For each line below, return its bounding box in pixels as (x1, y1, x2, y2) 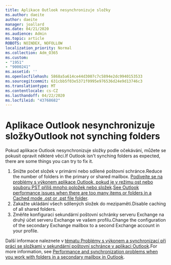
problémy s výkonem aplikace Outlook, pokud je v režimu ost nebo (12, 179, 153, 185)
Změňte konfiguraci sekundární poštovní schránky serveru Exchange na (12, 211, 164, 218)
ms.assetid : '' (5, 69, 38, 75)
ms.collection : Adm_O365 (5, 50, 58, 55)
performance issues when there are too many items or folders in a (12, 190, 152, 196)
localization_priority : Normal (5, 45, 72, 51)
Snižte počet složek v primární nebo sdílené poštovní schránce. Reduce (12, 168, 162, 174)
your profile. (12, 228, 39, 234)
